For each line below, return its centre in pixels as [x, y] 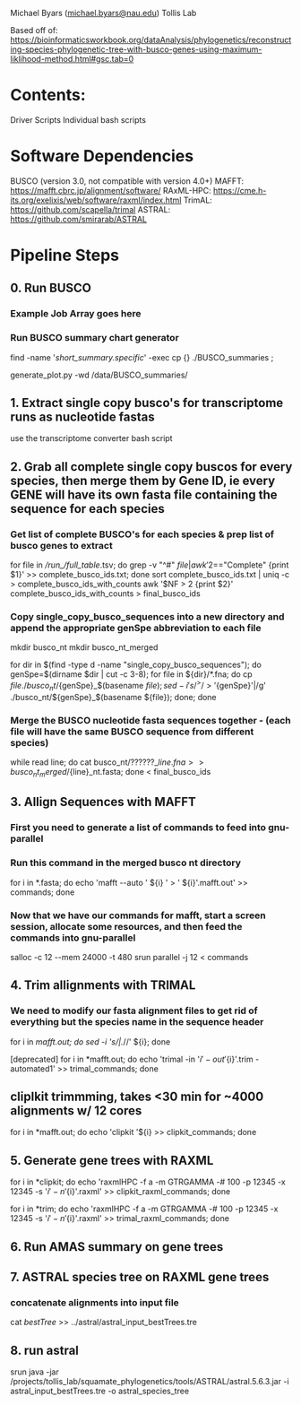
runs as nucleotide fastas [82, 417]
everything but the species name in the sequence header [137, 1022]
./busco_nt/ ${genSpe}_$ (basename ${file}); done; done [114, 697]
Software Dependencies [102, 156]
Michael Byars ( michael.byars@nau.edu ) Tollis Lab [103, 13]
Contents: [48, 95]
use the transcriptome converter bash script [91, 438]
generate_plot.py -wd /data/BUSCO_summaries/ [99, 375]
